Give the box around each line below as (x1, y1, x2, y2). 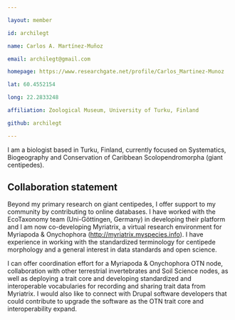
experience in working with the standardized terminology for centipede (7, 238, 216, 247)
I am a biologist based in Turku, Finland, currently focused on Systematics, (7, 145, 226, 154)
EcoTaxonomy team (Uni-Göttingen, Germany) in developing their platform (7, 215, 226, 224)
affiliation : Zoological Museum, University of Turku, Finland (7, 107, 199, 114)
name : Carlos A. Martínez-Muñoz (7, 42, 103, 50)
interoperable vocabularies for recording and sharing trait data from (7, 282, 206, 291)
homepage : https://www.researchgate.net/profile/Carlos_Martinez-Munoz (7, 68, 224, 76)
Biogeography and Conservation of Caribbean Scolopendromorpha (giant (7, 153, 223, 161)
